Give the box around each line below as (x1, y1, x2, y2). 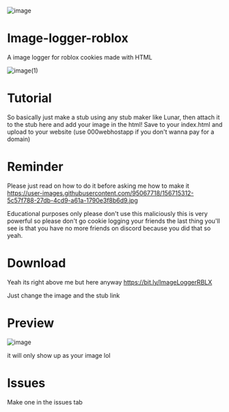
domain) (7, 134, 31, 143)
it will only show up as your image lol (7, 351, 111, 359)
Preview (7, 315, 55, 330)
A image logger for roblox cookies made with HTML (7, 53, 152, 61)
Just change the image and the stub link (7, 291, 120, 300)
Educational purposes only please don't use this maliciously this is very (7, 209, 208, 217)
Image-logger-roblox (7, 31, 129, 46)
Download (7, 256, 66, 271)
